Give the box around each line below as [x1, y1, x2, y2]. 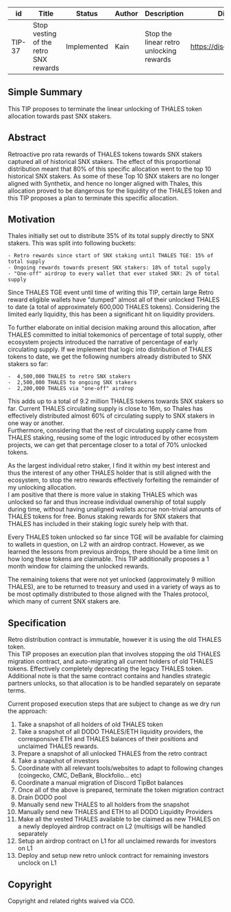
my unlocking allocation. [8, 483, 77, 492]
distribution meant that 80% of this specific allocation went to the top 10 [8, 165, 212, 173]
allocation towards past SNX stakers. [8, 112, 112, 120]
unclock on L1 [17, 859, 57, 867]
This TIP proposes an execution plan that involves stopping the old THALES [8, 650, 221, 658]
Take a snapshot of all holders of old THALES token [17, 720, 163, 729]
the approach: [8, 707, 47, 715]
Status [75, 9, 98, 18]
